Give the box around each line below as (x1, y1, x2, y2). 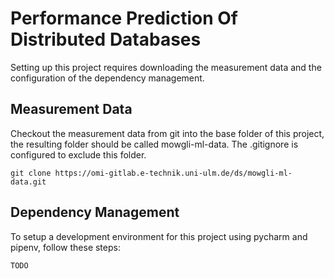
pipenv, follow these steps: (10, 241, 121, 253)
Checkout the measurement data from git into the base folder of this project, (10, 127, 325, 139)
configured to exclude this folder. (10, 148, 147, 161)
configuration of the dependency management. (10, 72, 205, 84)
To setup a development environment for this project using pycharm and (10, 230, 308, 242)
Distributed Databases (10, 28, 202, 51)
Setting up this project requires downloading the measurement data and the (10, 61, 322, 73)
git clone (10, 168, 52, 178)
